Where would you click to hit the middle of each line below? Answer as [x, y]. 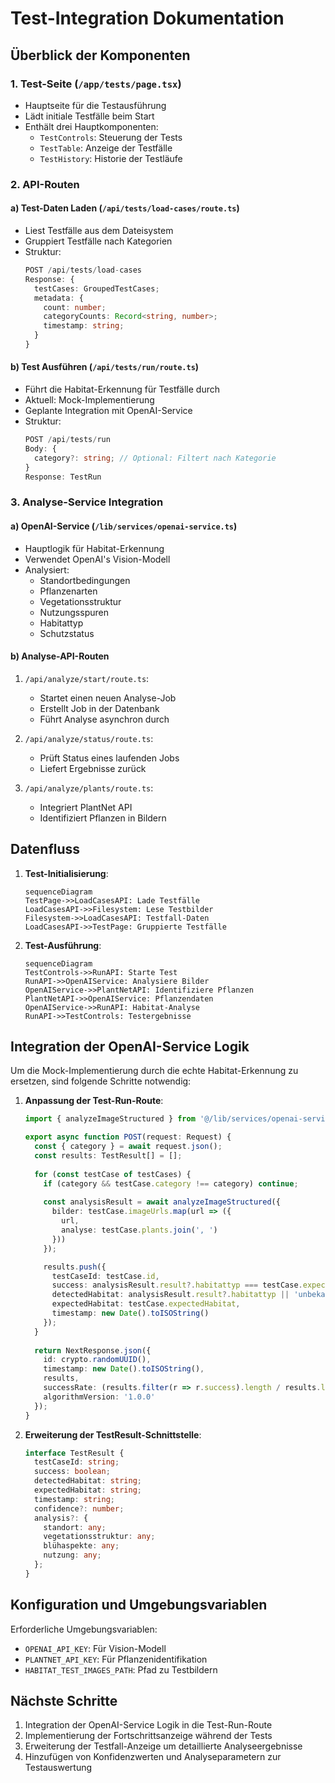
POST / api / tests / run [67, 440]
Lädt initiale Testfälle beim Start [89, 116]
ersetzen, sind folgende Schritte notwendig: [101, 1081]
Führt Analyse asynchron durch [104, 719]
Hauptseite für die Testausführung [95, 105]
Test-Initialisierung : [66, 873]
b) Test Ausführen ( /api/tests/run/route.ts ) [105, 367]
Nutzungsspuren [74, 612]
